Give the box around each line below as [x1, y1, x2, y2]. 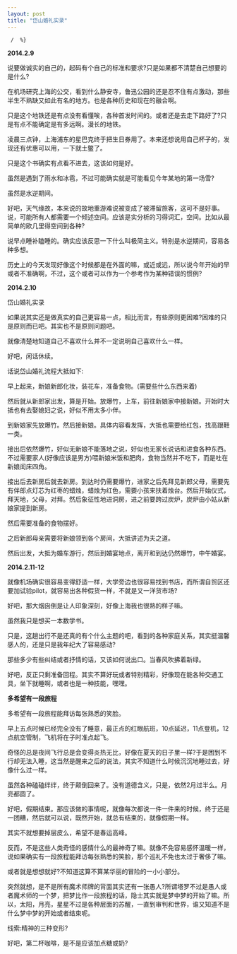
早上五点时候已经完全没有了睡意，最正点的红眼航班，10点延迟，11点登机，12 [7, 724, 229, 732]
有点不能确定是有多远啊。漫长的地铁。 [13, 119, 125, 128]
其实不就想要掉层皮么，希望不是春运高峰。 [7, 828, 131, 837]
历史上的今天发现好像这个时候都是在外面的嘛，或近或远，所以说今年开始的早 [7, 260, 230, 269]
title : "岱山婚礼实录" [7, 17, 68, 24]
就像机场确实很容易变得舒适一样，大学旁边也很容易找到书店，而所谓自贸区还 [7, 577, 230, 586]
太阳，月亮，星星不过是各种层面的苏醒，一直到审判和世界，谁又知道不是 [19, 900, 230, 908]
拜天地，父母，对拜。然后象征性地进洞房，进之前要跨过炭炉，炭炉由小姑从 [7, 495, 224, 503]
